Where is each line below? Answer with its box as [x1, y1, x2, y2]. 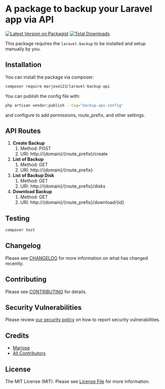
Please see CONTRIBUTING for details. [5, 289, 87, 295]
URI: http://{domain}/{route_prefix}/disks [20, 183, 106, 189]
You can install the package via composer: [5, 74, 94, 80]
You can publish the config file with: [5, 93, 80, 99]
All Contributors [12, 350, 46, 357]
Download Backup [12, 189, 52, 195]
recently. [5, 260, 24, 266]
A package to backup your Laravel [5, 3, 152, 15]
